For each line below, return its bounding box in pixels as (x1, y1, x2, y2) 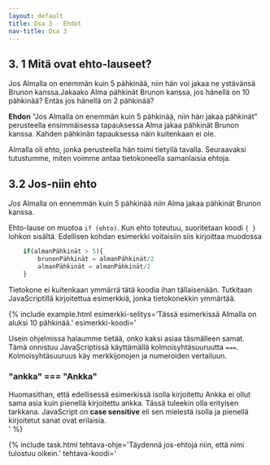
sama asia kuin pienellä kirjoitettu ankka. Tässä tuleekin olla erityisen (8, 398, 239, 407)
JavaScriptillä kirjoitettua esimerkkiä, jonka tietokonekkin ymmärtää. (8, 293, 237, 303)
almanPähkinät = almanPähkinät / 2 (37, 262, 151, 271)
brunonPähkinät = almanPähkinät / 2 (37, 254, 155, 263)
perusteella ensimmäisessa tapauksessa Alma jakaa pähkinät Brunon (8, 120, 240, 130)
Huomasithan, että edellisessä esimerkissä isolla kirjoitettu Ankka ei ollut (8, 389, 250, 399)
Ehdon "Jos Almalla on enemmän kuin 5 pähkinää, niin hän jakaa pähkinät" (8, 111, 258, 122)
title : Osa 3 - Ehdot (8, 20, 82, 28)
